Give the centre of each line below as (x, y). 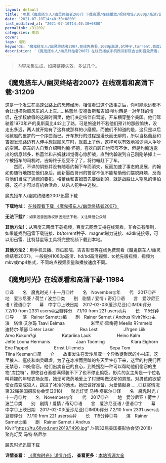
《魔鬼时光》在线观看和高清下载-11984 (65, 279)
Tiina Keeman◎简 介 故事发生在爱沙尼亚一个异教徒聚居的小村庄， (80, 354)
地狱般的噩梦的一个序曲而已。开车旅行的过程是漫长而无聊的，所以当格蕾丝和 (83, 136)
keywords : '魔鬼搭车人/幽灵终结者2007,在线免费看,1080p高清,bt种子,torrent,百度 (83, 46)
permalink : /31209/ (25, 28)
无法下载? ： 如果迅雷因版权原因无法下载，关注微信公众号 (56, 217)
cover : (12, 38)
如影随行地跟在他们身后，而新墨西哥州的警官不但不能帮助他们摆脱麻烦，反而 (83, 173)
